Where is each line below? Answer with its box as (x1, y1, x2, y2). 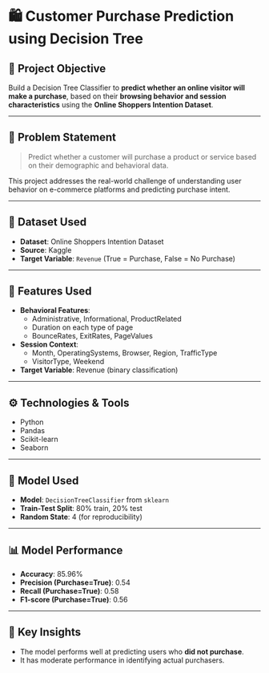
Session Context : (19, 339, 78, 350)
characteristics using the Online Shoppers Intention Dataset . (8, 100, 214, 109)
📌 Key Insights (8, 626, 82, 639)
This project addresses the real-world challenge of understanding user (8, 176, 242, 185)
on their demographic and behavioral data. (27, 160, 169, 170)
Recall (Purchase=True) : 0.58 (19, 586, 119, 595)
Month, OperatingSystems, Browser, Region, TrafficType (31, 348, 218, 358)
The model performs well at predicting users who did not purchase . (19, 647, 244, 656)
